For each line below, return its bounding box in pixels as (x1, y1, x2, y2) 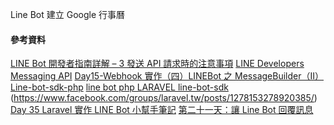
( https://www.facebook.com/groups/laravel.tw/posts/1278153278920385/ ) (10, 92, 318, 104)
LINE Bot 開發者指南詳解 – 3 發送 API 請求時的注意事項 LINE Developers (10, 58, 305, 70)
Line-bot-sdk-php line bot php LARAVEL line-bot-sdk (10, 81, 229, 93)
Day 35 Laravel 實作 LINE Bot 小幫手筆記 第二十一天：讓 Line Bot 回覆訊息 (10, 104, 314, 116)
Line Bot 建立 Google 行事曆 (10, 9, 125, 20)
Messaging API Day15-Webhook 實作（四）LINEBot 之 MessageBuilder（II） (10, 70, 324, 82)
